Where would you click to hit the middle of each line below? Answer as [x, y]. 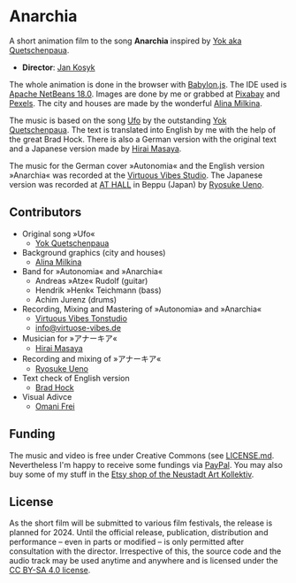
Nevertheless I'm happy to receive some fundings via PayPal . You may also [146, 464]
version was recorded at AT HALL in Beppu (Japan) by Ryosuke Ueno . [137, 184]
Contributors [46, 213]
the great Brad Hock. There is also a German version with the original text [143, 139]
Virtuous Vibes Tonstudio [81, 318]
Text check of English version [76, 378]
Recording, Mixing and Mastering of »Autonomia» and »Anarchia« [142, 309]
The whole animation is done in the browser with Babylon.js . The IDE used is [148, 84]
